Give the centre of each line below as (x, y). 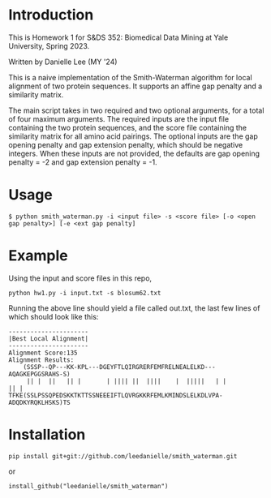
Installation (47, 435)
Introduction (51, 15)
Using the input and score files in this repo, (80, 278)
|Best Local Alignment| (49, 338)
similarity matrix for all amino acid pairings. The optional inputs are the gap (133, 136)
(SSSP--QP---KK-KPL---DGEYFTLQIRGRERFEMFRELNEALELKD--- (120, 367)
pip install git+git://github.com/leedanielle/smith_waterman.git (123, 456)
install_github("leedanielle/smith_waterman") (88, 486)
